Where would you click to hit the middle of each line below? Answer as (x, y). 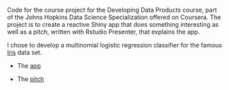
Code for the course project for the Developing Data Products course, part (112, 10)
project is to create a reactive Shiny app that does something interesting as (113, 24)
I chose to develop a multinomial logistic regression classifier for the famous (115, 45)
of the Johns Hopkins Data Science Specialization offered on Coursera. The (114, 17)
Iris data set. (25, 52)
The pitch (31, 79)
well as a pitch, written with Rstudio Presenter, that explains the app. (104, 32)
